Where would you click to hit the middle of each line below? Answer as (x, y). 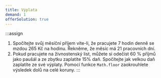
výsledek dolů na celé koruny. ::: (46, 70)
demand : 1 (16, 15)
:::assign (14, 34)
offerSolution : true (27, 19)
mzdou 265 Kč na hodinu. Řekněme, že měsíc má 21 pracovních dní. (84, 49)
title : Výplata (21, 10)
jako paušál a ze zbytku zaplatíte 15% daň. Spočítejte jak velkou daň (84, 59)
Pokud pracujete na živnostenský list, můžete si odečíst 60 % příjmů (84, 54)
